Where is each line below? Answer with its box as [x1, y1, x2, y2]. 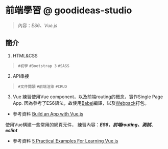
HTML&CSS [12, 52, 38, 58]
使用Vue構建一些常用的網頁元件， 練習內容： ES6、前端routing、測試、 [5, 122, 156, 128]
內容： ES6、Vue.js [17, 22, 58, 28]
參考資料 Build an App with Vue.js [12, 110, 83, 117]
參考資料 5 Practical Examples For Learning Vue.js [12, 138, 118, 144]
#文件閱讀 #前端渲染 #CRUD [17, 84, 67, 89]
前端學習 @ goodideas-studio [5, 5, 132, 16]
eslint [5, 127, 18, 133]
